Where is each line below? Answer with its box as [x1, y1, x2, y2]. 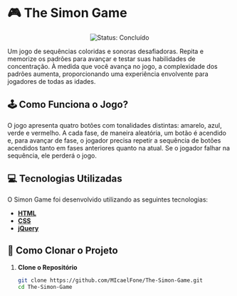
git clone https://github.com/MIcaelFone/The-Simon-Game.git [17, 277, 204, 284]
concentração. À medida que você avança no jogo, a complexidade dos [7, 62, 218, 70]
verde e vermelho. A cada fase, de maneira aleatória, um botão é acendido [7, 128, 226, 137]
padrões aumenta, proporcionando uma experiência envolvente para [7, 70, 209, 78]
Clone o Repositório [17, 263, 78, 272]
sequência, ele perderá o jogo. [7, 151, 98, 160]
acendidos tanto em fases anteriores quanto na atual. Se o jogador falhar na [7, 143, 230, 152]
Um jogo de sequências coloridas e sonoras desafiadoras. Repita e [7, 47, 204, 55]
